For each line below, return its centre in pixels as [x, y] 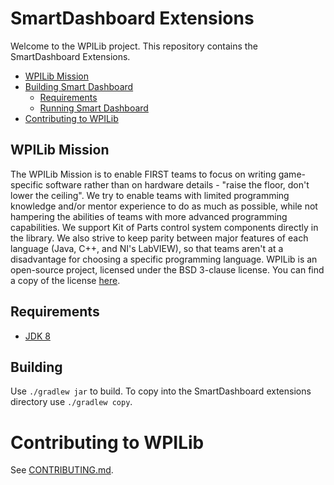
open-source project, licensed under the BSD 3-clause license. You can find [167, 269]
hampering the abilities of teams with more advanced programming [149, 216]
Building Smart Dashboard [79, 86]
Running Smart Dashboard [94, 108]
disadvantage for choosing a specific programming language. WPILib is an [164, 259]
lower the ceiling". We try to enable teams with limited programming [150, 195]
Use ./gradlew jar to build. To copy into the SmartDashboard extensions [161, 391]
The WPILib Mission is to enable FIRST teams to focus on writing [143, 174]
